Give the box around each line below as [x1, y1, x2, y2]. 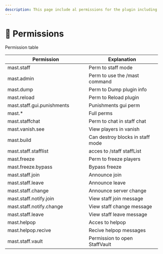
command [89, 78, 112, 85]
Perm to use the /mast [89, 72, 139, 78]
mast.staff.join [7, 171, 40, 178]
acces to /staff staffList [89, 147, 142, 154]
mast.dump [7, 86, 33, 93]
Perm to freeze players [89, 156, 141, 162]
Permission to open [89, 234, 133, 241]
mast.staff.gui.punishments [7, 102, 69, 109]
